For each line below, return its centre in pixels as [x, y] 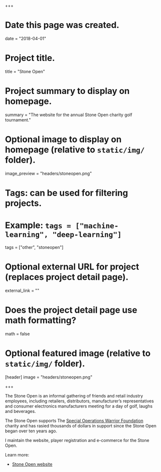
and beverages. [20, 411]
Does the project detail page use [71, 310]
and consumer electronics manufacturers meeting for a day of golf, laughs [79, 406]
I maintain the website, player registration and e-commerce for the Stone [77, 440]
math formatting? [40, 320]
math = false [17, 334]
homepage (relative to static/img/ [75, 150]
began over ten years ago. [31, 431]
